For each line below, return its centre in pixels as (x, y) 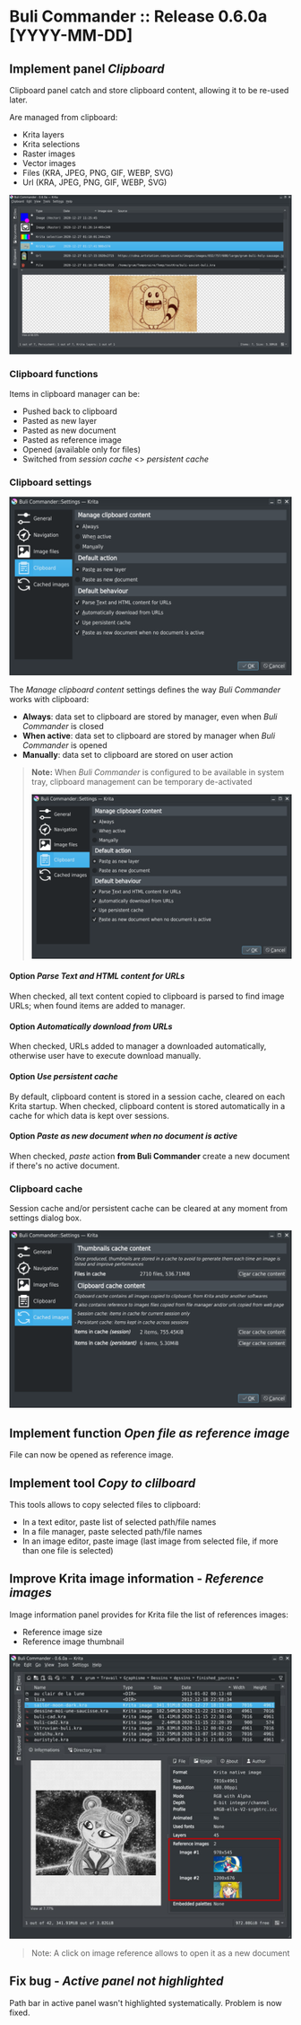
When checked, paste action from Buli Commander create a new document (150, 1156)
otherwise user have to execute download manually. (105, 1056)
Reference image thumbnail (73, 1642)
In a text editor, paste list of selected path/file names (119, 1522)
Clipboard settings (51, 482)
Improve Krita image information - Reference (137, 1579)
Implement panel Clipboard (87, 69)
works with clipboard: (49, 700)
